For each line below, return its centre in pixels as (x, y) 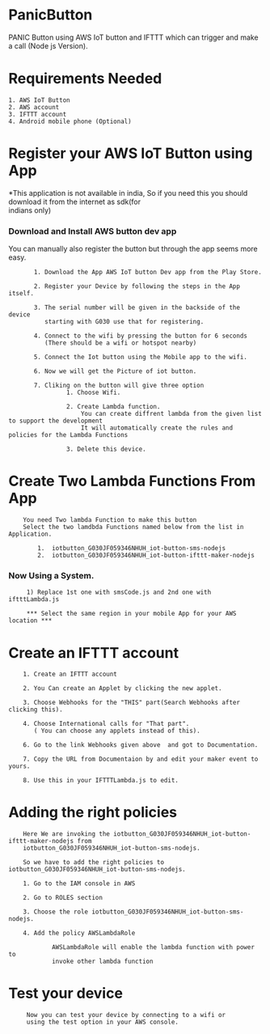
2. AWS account (34, 107)
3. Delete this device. (106, 449)
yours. (19, 766)
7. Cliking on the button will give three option (119, 386)
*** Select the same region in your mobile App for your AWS (131, 614)
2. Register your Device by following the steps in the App (137, 286)
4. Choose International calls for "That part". (106, 724)
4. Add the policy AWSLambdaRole (79, 933)
